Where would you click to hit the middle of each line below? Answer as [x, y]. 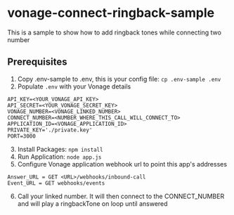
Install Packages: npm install [60, 149]
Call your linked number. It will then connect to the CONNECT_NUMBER [121, 196]
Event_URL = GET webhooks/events [56, 183]
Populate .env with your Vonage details [74, 86]
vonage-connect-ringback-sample [111, 13]
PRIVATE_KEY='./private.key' [50, 130]
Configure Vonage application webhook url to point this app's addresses [122, 164]
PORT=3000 [22, 136]
